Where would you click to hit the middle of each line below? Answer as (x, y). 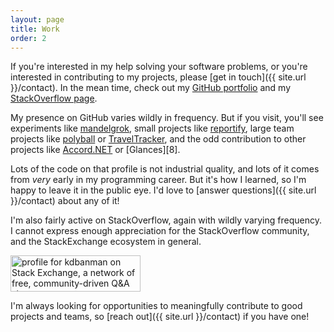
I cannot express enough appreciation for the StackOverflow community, (160, 231)
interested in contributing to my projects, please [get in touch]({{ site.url (158, 77)
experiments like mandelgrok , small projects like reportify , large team (152, 128)
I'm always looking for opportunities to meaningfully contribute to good (156, 306)
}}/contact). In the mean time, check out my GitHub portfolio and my (151, 88)
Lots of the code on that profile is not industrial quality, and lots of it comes (165, 169)
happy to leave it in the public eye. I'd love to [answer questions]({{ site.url (163, 190)
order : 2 (28, 38)
